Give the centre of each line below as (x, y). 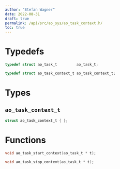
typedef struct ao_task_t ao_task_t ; (52, 65)
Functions (25, 140)
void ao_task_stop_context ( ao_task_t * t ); (50, 162)
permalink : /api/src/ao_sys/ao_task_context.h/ (54, 23)
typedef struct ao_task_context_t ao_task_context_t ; (60, 73)
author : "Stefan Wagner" (30, 9)
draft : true (17, 18)
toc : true (15, 28)
